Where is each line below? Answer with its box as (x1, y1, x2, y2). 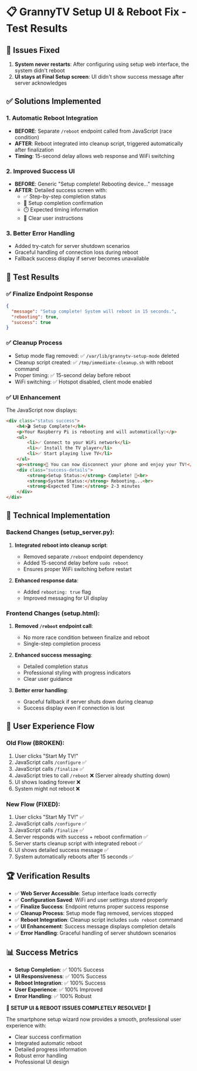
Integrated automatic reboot (14, 1039, 83, 1046)
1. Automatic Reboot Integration (6, 114, 98, 122)
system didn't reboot (14, 67, 65, 74)
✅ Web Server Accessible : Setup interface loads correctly (14, 889, 157, 897)
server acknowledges (14, 79, 67, 86)
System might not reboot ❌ (14, 785, 80, 792)
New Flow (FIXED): (6, 800, 60, 808)
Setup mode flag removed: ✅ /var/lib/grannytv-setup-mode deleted (14, 352, 180, 359)
